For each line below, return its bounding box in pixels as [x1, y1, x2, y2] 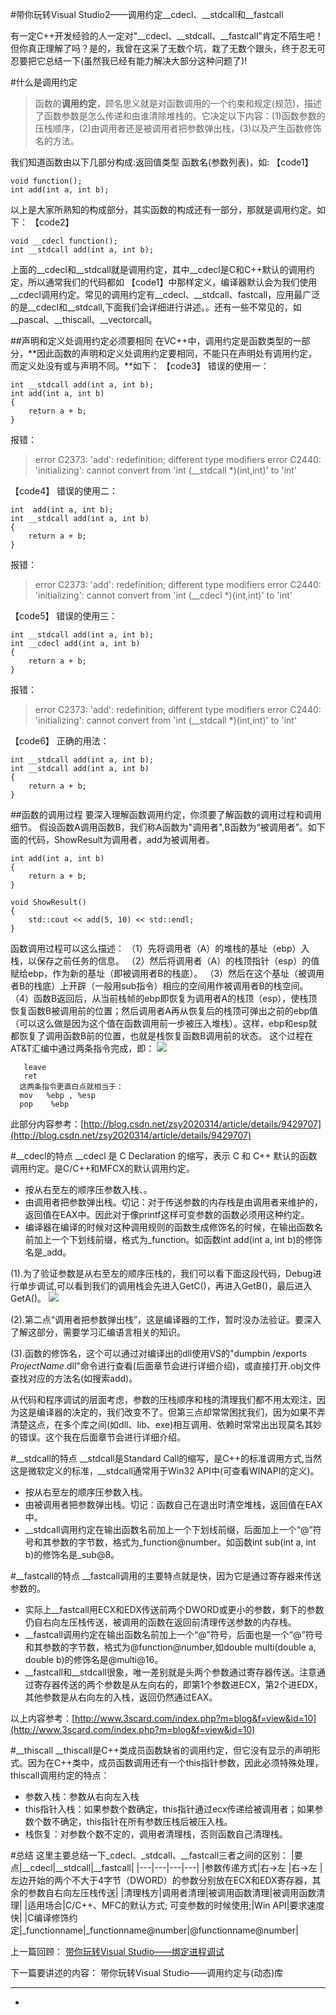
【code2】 [29, 216, 75, 228]
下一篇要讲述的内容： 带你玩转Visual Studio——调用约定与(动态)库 [10, 1967, 284, 1978]
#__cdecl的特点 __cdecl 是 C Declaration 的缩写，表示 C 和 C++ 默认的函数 [10, 1150, 318, 1162]
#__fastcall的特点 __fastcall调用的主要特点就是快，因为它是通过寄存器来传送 [10, 1570, 322, 1582]
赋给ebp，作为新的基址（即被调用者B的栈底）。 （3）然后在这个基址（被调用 [10, 968, 325, 979]
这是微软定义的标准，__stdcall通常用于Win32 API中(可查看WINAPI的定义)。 [10, 1465, 320, 1477]
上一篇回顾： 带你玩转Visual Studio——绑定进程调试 [10, 1946, 225, 1957]
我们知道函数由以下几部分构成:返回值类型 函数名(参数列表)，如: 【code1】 [10, 156, 314, 168]
